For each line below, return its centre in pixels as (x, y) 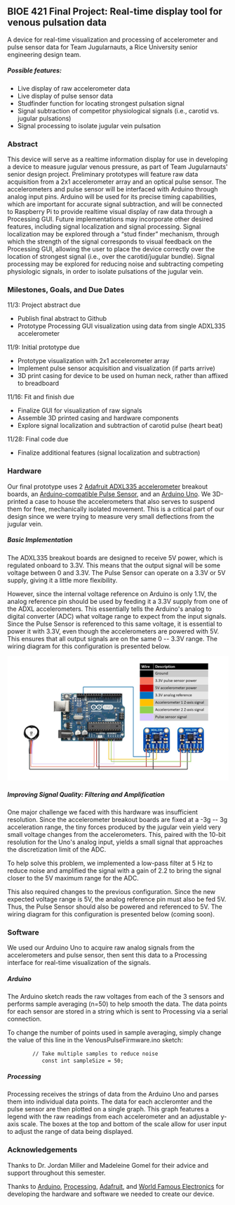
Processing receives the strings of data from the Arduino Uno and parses (113, 1094)
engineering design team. (44, 54)
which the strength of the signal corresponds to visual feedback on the (110, 241)
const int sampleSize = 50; (83, 1061)
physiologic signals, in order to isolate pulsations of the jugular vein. (105, 272)
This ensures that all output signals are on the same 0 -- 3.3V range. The (112, 638)
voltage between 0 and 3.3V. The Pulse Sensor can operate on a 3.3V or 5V (116, 572)
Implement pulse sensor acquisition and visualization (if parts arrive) (116, 368)
